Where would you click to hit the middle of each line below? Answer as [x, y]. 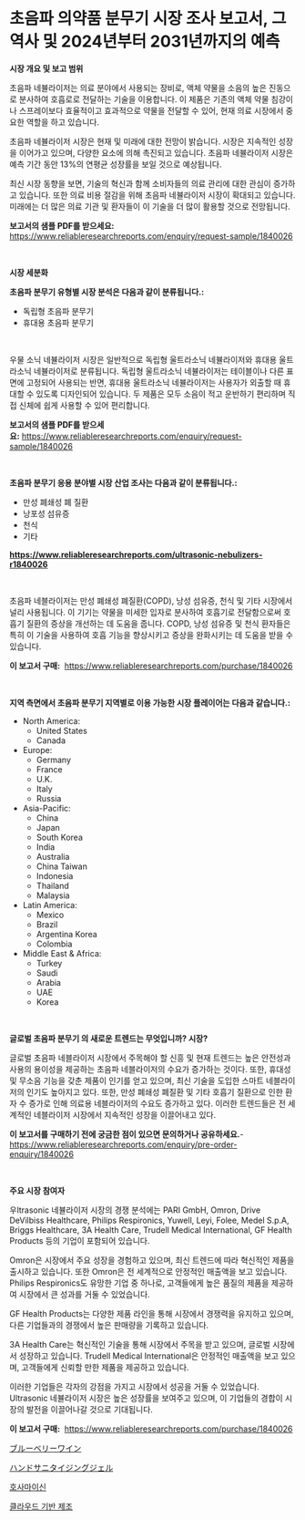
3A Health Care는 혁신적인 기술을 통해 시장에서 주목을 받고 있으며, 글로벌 [140, 1344]
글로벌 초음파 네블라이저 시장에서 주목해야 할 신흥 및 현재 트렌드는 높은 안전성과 [150, 1058]
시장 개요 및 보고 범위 [46, 68]
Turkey [49, 963]
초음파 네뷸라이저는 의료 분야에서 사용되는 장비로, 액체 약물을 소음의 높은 [138, 88]
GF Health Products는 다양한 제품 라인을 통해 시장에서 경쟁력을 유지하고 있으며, [152, 1313]
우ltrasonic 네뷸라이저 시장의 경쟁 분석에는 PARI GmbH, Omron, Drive [135, 1210]
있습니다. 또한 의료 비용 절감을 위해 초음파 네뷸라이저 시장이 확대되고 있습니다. [157, 195]
